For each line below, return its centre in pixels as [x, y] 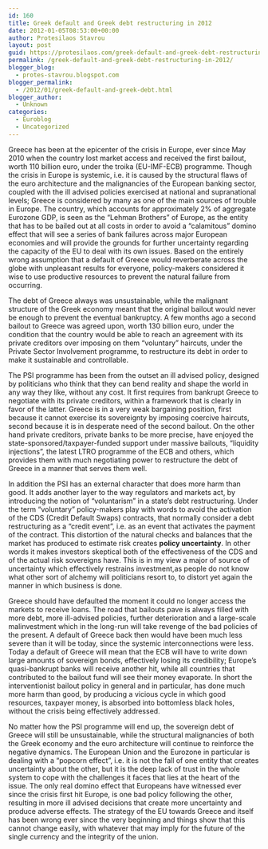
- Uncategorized [42, 127]
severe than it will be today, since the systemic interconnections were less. [131, 643]
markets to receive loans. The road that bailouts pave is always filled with [129, 609]
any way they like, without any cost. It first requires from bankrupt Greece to [134, 392]
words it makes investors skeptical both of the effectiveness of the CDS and [133, 552]
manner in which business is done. [65, 585]
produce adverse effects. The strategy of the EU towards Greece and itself [131, 811]
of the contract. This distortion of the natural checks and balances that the [130, 534]
